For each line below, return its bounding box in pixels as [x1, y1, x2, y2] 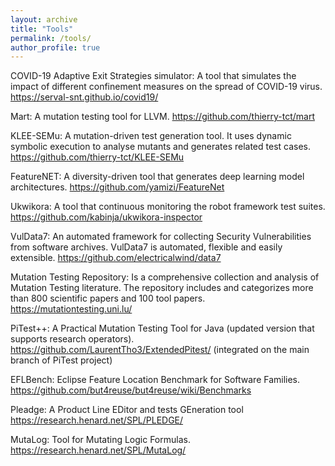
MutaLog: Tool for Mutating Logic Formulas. [10, 434, 191, 446]
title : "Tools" [10, 24, 74, 34]
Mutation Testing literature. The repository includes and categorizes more [10, 282, 314, 294]
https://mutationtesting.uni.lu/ [10, 303, 133, 315]
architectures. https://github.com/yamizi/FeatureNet [10, 181, 225, 193]
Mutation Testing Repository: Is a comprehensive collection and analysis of [10, 271, 320, 283]
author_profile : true [10, 42, 101, 53]
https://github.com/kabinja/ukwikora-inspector [10, 211, 203, 223]
